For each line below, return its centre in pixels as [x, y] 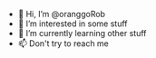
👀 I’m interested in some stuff [73, 24]
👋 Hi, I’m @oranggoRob [62, 14]
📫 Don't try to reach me [63, 43]
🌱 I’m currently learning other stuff [82, 33]
